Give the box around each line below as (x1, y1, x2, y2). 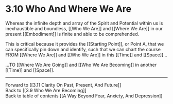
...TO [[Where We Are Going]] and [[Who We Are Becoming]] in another (5, 61, 157, 68)
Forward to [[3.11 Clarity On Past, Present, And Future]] (5, 81, 122, 88)
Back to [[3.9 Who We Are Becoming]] (5, 87, 86, 93)
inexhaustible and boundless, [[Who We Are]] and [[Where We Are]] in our (5, 25, 163, 31)
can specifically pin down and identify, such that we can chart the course (5, 46, 161, 52)
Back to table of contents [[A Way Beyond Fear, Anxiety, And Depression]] (5, 93, 163, 99)
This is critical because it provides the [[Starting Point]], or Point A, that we (5, 40, 164, 47)
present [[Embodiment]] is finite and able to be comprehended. (5, 31, 140, 37)
